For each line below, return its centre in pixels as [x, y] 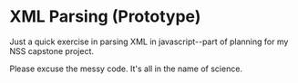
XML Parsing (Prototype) [105, 17]
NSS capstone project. [51, 51]
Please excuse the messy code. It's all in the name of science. [126, 69]
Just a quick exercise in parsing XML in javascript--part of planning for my [149, 41]
